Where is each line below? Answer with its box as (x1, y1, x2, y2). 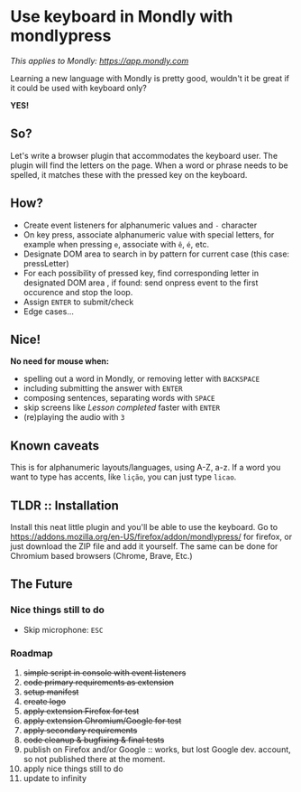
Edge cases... (23, 305, 75, 317)
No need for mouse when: (10, 356, 109, 367)
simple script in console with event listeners (23, 666, 187, 678)
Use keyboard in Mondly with (10, 6, 233, 27)
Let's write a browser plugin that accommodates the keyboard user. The (10, 150, 278, 161)
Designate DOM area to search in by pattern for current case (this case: (23, 248, 290, 259)
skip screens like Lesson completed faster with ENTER (23, 402, 220, 413)
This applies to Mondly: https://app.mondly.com (10, 55, 189, 66)
